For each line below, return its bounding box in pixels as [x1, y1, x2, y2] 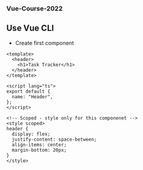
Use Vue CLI [6, 23, 54, 34]
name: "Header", [12, 93, 53, 100]
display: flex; [12, 131, 51, 137]
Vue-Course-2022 [6, 4, 63, 13]
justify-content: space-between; [12, 136, 97, 143]
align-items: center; [12, 141, 67, 147]
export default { [6, 88, 51, 94]
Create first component [15, 39, 75, 46]
